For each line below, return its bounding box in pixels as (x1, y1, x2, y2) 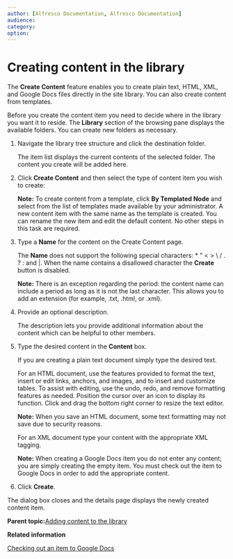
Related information (7, 530, 66, 539)
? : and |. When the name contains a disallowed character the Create (17, 259, 214, 267)
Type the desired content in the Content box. (17, 342, 147, 351)
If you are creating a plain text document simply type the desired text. (17, 356, 217, 365)
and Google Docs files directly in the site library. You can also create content (7, 90, 227, 98)
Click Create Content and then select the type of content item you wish (17, 174, 223, 182)
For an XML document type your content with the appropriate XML (17, 434, 209, 442)
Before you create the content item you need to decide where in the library (7, 111, 221, 119)
